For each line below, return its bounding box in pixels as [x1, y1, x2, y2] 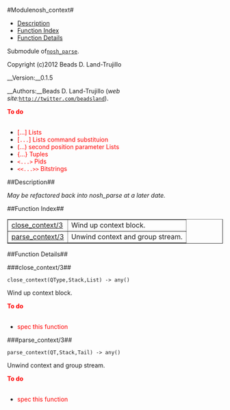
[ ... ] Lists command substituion [16, 135, 108, 144]
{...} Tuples [16, 150, 49, 158]
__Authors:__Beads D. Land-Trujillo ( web [7, 87, 120, 95]
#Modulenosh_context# [7, 6, 74, 14]
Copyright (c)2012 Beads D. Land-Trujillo [7, 60, 122, 68]
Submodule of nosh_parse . [7, 47, 80, 55]
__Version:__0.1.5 [7, 73, 53, 82]
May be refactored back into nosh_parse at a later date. [7, 192, 166, 199]
